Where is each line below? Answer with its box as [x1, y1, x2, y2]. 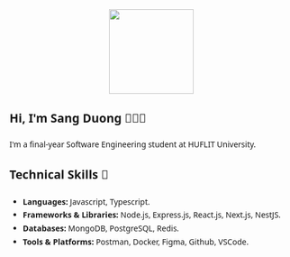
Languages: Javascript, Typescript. [22, 196, 150, 207]
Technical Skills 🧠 [9, 166, 109, 183]
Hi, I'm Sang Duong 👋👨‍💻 [9, 110, 147, 127]
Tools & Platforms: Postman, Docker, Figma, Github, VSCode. [22, 236, 249, 248]
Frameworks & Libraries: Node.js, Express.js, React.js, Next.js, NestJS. [22, 209, 281, 221]
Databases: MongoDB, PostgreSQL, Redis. [22, 223, 180, 234]
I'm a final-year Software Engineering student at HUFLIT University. [9, 139, 257, 151]
